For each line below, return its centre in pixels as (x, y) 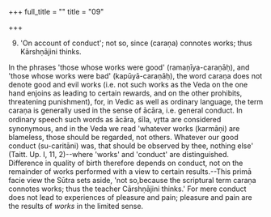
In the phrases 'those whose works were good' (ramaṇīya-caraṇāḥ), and (129, 67)
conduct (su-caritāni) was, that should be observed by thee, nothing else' (131, 146)
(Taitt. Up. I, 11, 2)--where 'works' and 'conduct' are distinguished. (119, 154)
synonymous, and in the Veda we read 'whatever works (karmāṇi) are (124, 128)
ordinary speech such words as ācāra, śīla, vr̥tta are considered (115, 119)
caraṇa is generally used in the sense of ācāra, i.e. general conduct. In (125, 110)
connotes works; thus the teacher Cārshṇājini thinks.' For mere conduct (127, 189)
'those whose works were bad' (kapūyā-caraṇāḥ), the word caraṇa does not (135, 76)
